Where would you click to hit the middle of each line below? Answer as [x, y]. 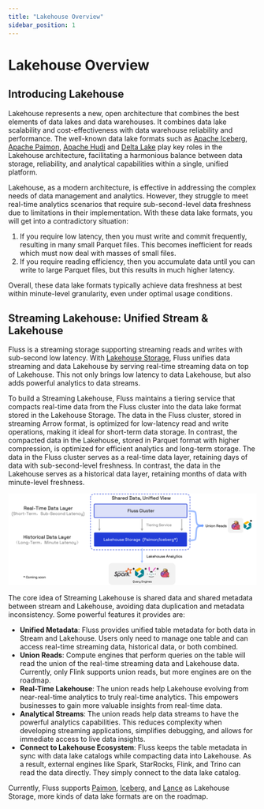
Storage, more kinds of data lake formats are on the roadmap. [108, 796]
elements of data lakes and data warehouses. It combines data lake [117, 122]
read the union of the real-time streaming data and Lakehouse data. [129, 664]
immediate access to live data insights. [82, 739]
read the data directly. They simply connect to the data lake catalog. [130, 773]
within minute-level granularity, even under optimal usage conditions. [120, 293]
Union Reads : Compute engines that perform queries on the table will [132, 655]
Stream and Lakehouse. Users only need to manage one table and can [134, 638]
